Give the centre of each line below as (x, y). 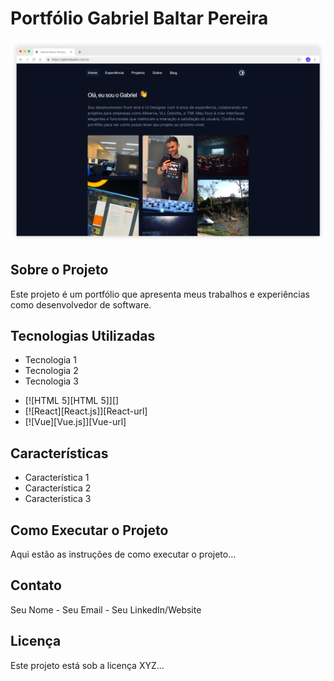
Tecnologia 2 (51, 371)
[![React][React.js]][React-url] (86, 411)
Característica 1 (57, 478)
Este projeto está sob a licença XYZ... (87, 665)
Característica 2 (58, 488)
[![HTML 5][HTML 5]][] (72, 401)
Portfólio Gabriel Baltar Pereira (139, 18)
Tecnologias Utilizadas (83, 336)
